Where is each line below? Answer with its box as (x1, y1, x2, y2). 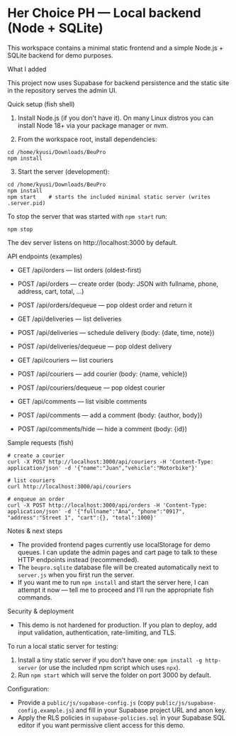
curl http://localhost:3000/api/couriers (7, 483, 132, 490)
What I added (7, 65, 47, 73)
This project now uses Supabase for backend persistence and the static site (7, 78, 230, 87)
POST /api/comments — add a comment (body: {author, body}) (17, 410, 203, 419)
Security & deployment (7, 607, 74, 615)
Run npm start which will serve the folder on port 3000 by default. (17, 671, 211, 679)
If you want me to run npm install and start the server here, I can (17, 578, 209, 586)
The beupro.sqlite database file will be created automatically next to (17, 563, 219, 571)
